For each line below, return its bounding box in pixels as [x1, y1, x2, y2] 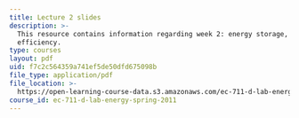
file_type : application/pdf [9, 71, 114, 80]
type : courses [9, 46, 62, 55]
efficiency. [17, 37, 62, 47]
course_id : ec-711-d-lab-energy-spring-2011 [9, 95, 177, 105]
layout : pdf [9, 54, 53, 63]
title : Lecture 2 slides [9, 12, 101, 22]
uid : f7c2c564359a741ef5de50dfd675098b [9, 63, 158, 72]
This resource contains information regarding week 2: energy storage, [17, 29, 289, 38]
